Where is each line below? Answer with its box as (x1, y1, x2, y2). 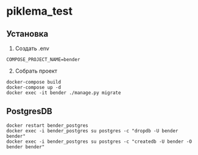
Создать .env (15, 45, 50, 52)
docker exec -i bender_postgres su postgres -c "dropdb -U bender (6, 128, 179, 134)
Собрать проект (15, 67, 58, 74)
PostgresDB (6, 106, 53, 117)
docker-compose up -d (6, 84, 62, 90)
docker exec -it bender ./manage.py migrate (6, 90, 121, 96)
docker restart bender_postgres (6, 122, 88, 129)
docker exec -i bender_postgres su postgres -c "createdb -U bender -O (6, 139, 192, 145)
